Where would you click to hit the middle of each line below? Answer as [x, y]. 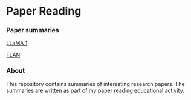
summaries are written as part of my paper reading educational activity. [95, 90]
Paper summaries [33, 30]
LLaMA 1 [17, 43]
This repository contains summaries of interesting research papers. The [96, 84]
